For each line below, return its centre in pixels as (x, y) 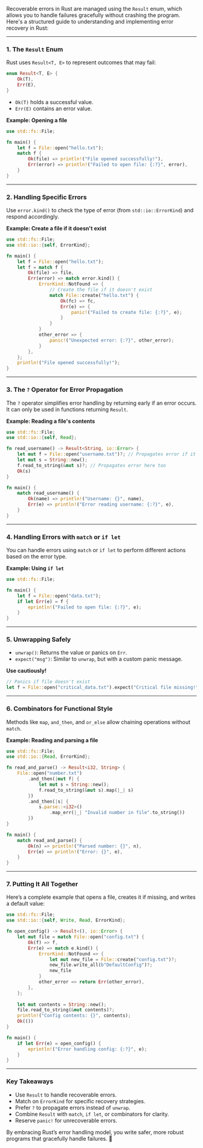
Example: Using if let (35, 569)
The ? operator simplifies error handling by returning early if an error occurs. (101, 403)
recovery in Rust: (27, 28)
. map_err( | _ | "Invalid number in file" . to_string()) (117, 813)
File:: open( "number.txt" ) (50, 774)
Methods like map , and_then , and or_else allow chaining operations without (98, 722)
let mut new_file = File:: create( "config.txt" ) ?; (113, 959)
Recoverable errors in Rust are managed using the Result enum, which (94, 9)
